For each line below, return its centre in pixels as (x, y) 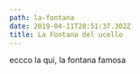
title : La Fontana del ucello (66, 34)
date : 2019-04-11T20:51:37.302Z (70, 26)
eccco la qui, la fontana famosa (68, 60)
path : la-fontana (42, 18)
